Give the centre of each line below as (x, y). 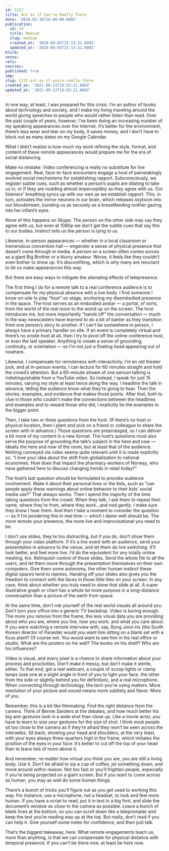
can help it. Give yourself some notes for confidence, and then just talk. (79, 822)
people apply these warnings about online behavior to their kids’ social (79, 489)
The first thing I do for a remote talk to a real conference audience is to (79, 287)
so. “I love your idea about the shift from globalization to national (72, 457)
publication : (19, 24)
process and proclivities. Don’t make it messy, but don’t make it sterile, (79, 664)
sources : (14, 66)
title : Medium (24, 33)
